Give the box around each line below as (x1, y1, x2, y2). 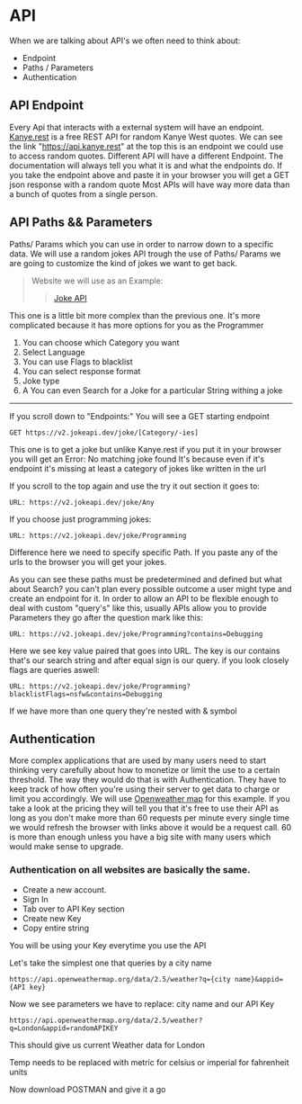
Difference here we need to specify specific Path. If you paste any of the (9, 546, 279, 558)
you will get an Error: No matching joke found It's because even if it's (9, 453, 265, 464)
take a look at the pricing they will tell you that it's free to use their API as (9, 803, 280, 814)
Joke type (22, 375, 60, 386)
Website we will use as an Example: (31, 275, 164, 286)
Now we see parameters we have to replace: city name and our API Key (9, 998, 275, 1009)
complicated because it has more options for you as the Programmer (9, 319, 264, 330)
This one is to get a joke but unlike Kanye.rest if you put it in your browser (9, 444, 282, 454)
